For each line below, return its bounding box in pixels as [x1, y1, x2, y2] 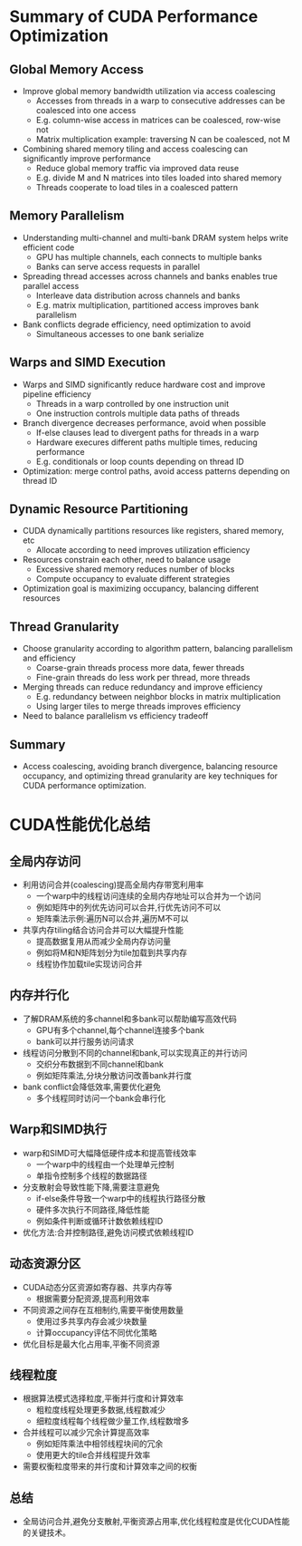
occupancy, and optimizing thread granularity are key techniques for [22, 770, 278, 781]
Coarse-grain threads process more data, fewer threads [35, 662, 245, 673]
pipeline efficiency [22, 388, 92, 400]
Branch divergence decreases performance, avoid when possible [22, 417, 267, 428]
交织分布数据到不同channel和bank [35, 1058, 165, 1069]
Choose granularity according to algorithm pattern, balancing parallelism [22, 643, 294, 654]
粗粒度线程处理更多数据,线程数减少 [35, 1405, 165, 1416]
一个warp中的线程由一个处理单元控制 [35, 1158, 175, 1170]
